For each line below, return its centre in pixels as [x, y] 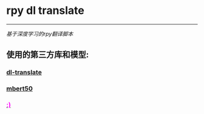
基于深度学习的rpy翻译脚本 [40, 33]
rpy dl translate [46, 11]
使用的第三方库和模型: [48, 55]
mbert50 [20, 89]
